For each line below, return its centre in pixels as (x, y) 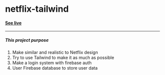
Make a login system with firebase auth (52, 63)
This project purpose (27, 40)
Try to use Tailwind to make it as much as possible (63, 58)
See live (14, 23)
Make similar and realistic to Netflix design (55, 52)
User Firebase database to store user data (55, 68)
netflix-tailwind (37, 9)
